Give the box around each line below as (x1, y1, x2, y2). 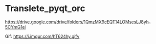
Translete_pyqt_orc (5, 3, 86, 14)
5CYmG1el (5, 24, 26, 29)
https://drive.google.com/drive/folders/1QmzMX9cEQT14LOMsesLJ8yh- (5, 19, 151, 25)
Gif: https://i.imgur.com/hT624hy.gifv (5, 33, 80, 39)
